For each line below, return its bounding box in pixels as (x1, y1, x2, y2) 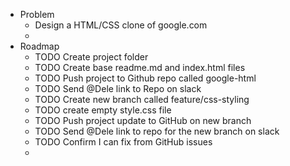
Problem (19, 9, 55, 20)
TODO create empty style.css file (34, 104, 172, 116)
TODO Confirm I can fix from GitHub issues (34, 136, 213, 148)
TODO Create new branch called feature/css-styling (34, 94, 250, 105)
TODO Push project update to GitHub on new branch (34, 115, 252, 126)
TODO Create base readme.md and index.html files (34, 62, 246, 73)
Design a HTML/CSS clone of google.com (34, 19, 208, 31)
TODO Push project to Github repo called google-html (34, 72, 257, 84)
